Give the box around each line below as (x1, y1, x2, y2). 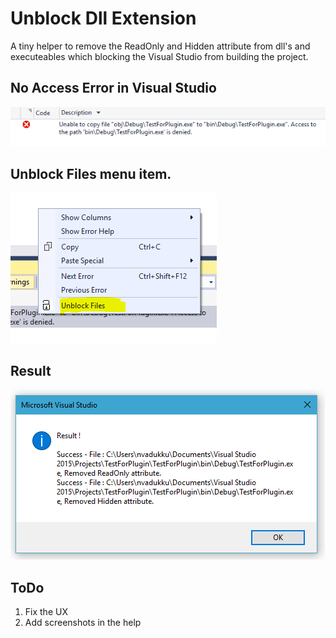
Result (10, 362, 52, 379)
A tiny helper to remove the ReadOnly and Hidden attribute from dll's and (10, 40, 311, 52)
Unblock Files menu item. (10, 166, 172, 183)
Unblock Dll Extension (10, 7, 197, 30)
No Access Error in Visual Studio (10, 80, 217, 97)
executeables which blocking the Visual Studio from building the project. (10, 50, 309, 62)
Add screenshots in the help (24, 617, 142, 629)
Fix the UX (24, 606, 68, 618)
